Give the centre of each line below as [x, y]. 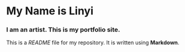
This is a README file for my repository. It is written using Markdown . [93, 42]
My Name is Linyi [50, 11]
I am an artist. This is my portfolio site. [63, 30]
